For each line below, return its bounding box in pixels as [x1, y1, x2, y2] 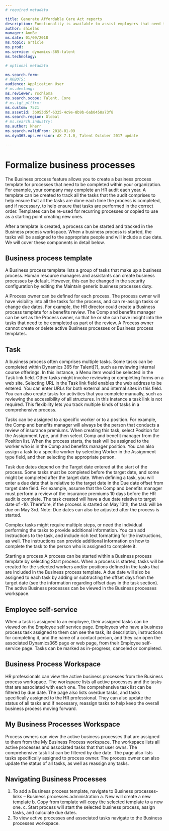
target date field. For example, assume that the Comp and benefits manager [5, 485, 162, 492]
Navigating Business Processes [5, 775, 107, 784]
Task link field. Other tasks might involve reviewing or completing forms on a [5, 375, 164, 381]
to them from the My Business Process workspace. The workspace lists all [5, 739, 160, 745]
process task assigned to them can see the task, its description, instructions [5, 629, 163, 635]
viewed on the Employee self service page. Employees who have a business [5, 624, 163, 630]
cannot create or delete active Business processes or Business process [5, 325, 153, 331]
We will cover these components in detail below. [5, 239, 105, 245]
